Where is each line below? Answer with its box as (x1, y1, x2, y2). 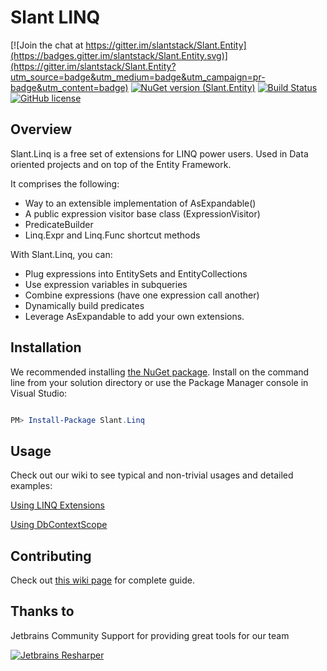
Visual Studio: (10, 387, 68, 399)
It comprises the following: (10, 177, 120, 190)
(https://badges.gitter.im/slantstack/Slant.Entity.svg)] (10, 49, 228, 61)
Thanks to (10, 603, 75, 620)
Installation (10, 339, 82, 356)
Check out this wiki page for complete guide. (10, 574, 195, 586)
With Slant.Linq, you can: (10, 248, 113, 260)
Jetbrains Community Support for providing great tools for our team (10, 629, 290, 641)
